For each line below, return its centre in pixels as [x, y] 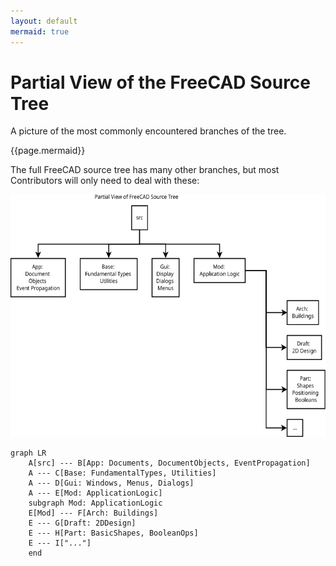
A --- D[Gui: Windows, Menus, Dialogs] [111, 483]
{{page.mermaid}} [48, 151]
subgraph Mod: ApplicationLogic [95, 503]
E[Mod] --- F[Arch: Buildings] [93, 513]
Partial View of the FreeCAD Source [161, 82]
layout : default [44, 21]
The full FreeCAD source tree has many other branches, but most [145, 170]
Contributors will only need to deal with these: [105, 181]
